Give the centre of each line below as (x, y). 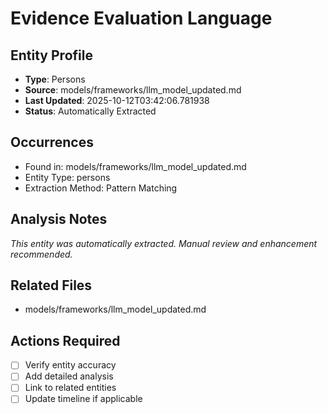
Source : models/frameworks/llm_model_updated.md (133, 90)
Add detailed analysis (69, 376)
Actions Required (65, 340)
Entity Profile (51, 55)
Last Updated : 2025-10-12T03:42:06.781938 (117, 100)
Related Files (51, 285)
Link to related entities (70, 388)
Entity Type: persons (67, 177)
